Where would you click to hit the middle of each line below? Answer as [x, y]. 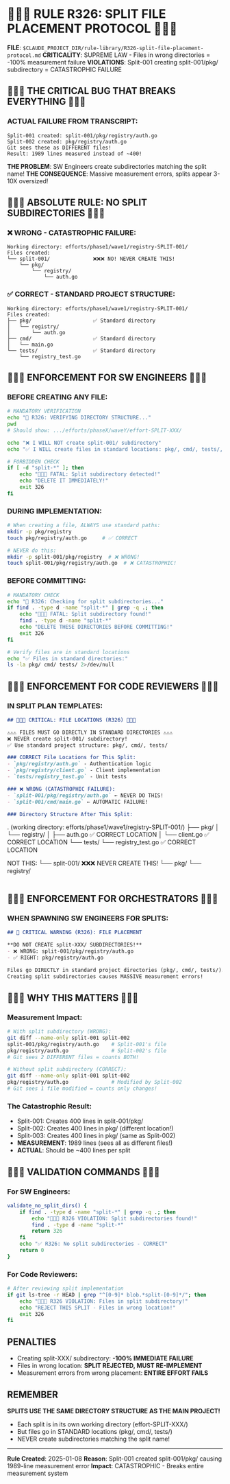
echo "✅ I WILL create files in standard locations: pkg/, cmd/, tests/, [115, 449]
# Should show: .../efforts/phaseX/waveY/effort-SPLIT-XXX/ [95, 430]
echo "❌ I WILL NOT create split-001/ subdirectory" [84, 443]
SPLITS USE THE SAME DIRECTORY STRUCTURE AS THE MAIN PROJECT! [114, 1411]
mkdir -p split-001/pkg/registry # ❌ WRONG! [74, 557]
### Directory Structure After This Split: [70, 814]
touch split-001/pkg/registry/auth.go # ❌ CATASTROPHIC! [92, 563]
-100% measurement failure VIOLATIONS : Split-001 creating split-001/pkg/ [113, 62]
